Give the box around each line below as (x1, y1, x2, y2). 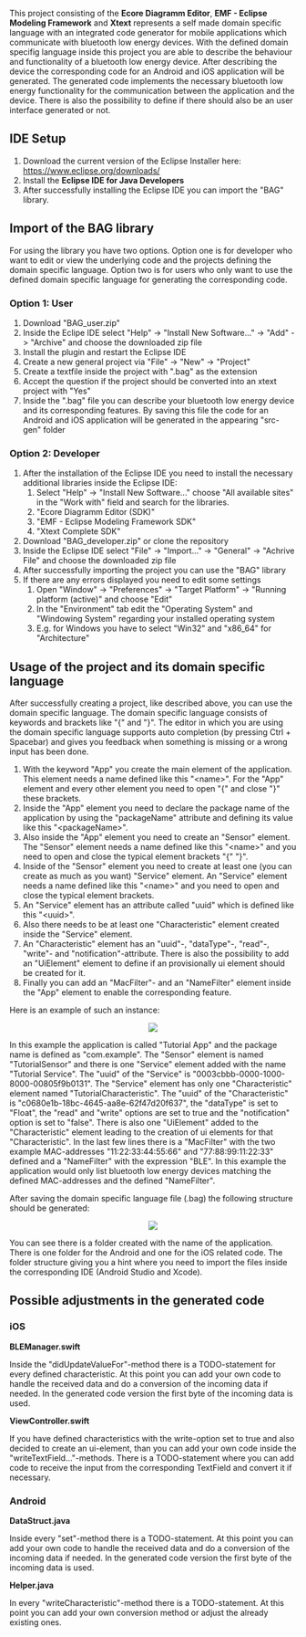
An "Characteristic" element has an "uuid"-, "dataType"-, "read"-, (22, 939, 270, 950)
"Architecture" (36, 633, 90, 644)
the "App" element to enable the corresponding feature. (22, 987, 232, 998)
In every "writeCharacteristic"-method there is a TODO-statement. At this (9, 1598, 285, 1609)
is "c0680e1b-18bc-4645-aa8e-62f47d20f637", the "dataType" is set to (9, 1097, 279, 1108)
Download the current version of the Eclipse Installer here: (22, 155, 241, 166)
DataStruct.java (9, 1516, 71, 1527)
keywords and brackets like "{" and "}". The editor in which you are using (9, 717, 284, 729)
